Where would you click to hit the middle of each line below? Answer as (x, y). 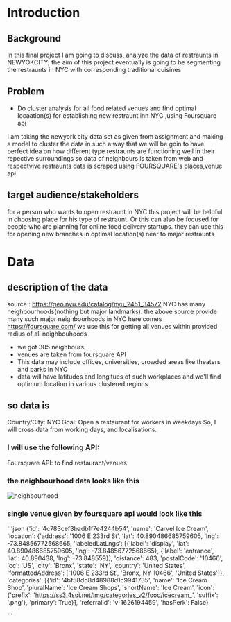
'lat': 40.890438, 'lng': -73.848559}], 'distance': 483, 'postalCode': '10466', (115, 558)
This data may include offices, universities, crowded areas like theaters (119, 361)
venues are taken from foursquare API (71, 354)
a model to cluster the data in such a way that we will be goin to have (106, 144)
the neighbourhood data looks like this (74, 481)
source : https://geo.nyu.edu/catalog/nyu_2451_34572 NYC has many (106, 304)
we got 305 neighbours (51, 347)
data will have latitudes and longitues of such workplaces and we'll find (119, 377)
